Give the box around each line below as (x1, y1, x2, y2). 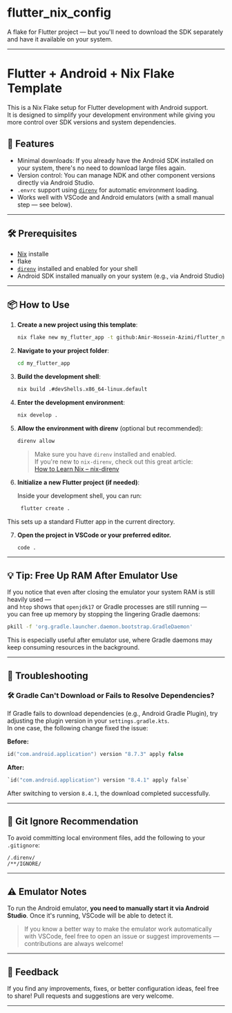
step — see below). (17, 200, 72, 209)
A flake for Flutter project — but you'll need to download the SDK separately (7, 28, 223, 36)
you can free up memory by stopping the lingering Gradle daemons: (7, 610, 200, 618)
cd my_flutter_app (17, 360, 70, 367)
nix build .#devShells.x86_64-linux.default (17, 386, 148, 393)
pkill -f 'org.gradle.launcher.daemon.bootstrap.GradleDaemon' (7, 623, 193, 630)
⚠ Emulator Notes (7, 886, 87, 898)
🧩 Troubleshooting (7, 670, 88, 681)
